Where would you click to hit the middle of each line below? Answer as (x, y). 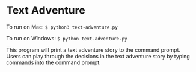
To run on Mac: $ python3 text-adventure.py (62, 27)
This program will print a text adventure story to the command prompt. (93, 50)
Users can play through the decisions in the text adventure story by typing (98, 56)
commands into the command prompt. (54, 62)
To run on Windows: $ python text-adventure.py (67, 38)
